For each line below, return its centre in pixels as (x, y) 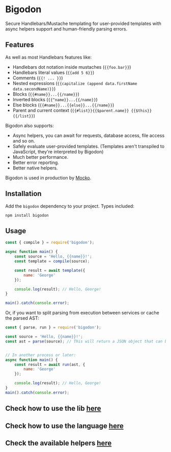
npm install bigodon (27, 215)
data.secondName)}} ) (34, 89)
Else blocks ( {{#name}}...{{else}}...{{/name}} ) (63, 105)
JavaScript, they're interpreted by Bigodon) (58, 152)
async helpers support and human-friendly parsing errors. (66, 29)
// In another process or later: (41, 355)
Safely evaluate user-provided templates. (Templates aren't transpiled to (88, 146)
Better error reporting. (36, 162)
